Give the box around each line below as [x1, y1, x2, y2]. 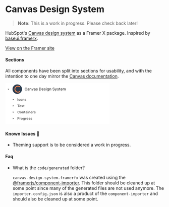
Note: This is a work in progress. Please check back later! [17, 20, 138, 26]
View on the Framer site [5, 45, 54, 51]
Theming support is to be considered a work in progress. [12, 142, 131, 148]
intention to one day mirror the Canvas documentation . [5, 73, 119, 79]
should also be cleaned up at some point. [12, 195, 98, 202]
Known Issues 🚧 [5, 130, 40, 136]
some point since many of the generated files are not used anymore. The [12, 185, 164, 191]
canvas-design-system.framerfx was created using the [12, 174, 126, 180]
